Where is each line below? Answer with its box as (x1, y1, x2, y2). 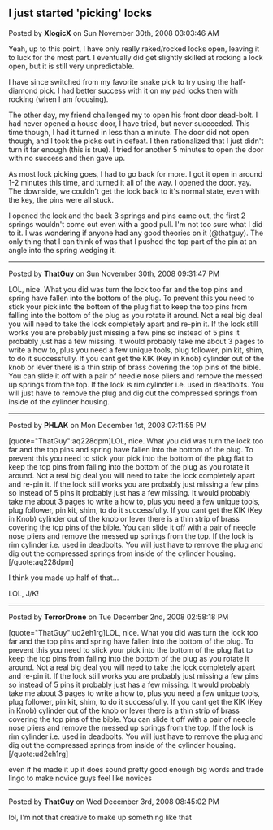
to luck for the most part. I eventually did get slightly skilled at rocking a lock (8, 52, 264, 62)
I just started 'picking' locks (8, 7, 153, 20)
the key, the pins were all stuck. (8, 194, 115, 204)
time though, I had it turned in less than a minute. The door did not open (8, 127, 249, 137)
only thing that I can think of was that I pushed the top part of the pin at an (8, 236, 258, 247)
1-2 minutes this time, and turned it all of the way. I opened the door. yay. (8, 177, 252, 187)
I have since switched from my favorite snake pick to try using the (8, 76, 229, 86)
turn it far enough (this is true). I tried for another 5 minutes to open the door (8, 144, 264, 154)
